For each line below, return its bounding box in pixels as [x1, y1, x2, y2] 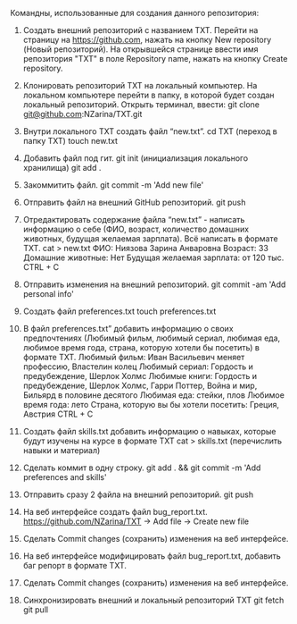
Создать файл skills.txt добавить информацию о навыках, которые [22, 426, 276, 436]
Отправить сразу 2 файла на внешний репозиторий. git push [22, 489, 253, 500]
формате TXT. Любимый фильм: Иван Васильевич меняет [22, 352, 245, 362]
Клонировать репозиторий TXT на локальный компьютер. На [22, 80, 258, 90]
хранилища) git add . [22, 163, 102, 173]
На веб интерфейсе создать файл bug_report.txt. [22, 507, 208, 517]
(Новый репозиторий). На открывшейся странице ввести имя [22, 44, 259, 55]
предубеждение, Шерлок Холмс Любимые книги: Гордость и [22, 371, 258, 381]
